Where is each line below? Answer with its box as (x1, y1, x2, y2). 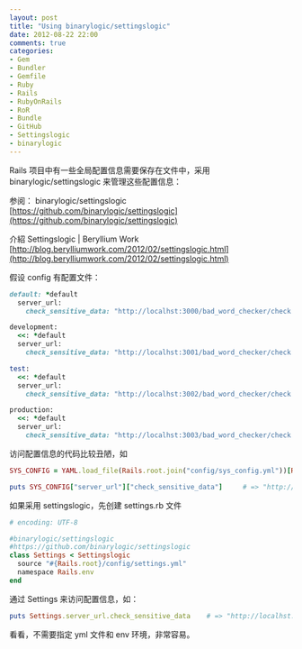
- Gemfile (9, 72, 47, 81)
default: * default (9, 289, 78, 298)
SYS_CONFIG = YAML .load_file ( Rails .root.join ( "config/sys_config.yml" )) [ (9, 466, 292, 475)
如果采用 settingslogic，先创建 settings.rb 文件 (9, 499, 182, 510)
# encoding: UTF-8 (9, 517, 78, 527)
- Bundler (9, 64, 47, 73)
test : (9, 364, 30, 373)
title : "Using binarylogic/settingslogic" (9, 22, 171, 31)
